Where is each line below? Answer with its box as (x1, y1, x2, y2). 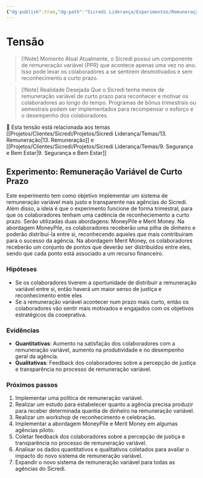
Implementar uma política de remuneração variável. (14, 395, 143, 402)
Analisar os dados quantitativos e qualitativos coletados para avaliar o (14, 446, 189, 453)
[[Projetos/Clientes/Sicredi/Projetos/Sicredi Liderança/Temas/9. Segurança (6, 143, 193, 150)
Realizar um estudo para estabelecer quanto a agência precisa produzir (14, 401, 193, 408)
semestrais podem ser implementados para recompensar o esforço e (21, 105, 194, 113)
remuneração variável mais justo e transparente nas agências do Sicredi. (6, 198, 187, 206)
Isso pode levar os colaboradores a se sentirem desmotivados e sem (21, 68, 193, 75)
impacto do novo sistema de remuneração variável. (14, 452, 143, 460)
